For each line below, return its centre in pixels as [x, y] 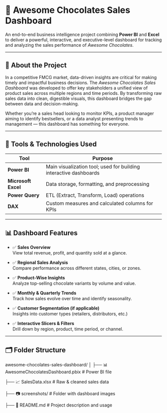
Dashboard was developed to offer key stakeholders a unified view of [77, 88]
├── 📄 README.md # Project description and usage [59, 405]
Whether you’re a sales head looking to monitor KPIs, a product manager [80, 113]
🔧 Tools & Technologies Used [51, 144]
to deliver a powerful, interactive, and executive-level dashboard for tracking [83, 40]
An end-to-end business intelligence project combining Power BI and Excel [82, 34]
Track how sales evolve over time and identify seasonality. [72, 299]
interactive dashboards [73, 172]
